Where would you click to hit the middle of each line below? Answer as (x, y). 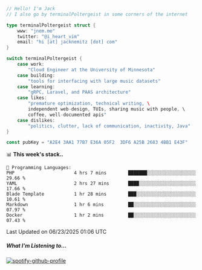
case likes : (32, 98)
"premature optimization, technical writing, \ (89, 104)
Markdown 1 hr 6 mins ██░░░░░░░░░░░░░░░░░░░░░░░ (101, 205)
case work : (31, 64)
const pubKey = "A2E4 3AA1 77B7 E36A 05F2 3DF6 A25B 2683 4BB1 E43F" (97, 143)
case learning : (36, 87)
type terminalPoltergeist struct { (51, 25)
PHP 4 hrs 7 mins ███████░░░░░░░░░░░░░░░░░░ (101, 173)
